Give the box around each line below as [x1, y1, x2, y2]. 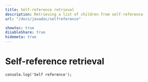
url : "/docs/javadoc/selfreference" [5, 16, 81, 21]
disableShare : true [5, 30, 46, 35]
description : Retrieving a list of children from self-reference [5, 12, 143, 17]
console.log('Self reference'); [5, 72, 72, 77]
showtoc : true [5, 25, 35, 30]
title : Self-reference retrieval [5, 7, 74, 12]
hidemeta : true [5, 35, 37, 40]
